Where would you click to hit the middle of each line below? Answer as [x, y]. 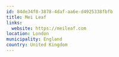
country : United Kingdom [37, 45]
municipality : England [34, 39]
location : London [28, 34]
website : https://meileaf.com [49, 28]
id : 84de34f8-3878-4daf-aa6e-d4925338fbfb [59, 12]
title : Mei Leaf [26, 17]
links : [14, 23]
